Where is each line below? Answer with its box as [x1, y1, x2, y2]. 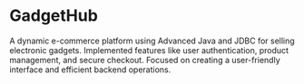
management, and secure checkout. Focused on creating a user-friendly [9, 54, 280, 65]
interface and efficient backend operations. [9, 64, 172, 75]
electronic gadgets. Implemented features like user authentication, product [9, 44, 289, 55]
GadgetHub [9, 5, 98, 26]
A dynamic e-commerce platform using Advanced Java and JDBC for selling [9, 35, 295, 46]
